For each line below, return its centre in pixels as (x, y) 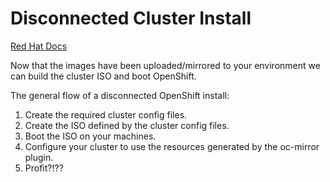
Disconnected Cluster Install (131, 18)
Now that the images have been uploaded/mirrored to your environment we (165, 65)
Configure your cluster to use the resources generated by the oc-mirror (172, 146)
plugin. (39, 157)
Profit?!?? (44, 168)
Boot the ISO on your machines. (90, 136)
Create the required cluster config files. (106, 114)
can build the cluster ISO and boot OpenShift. (103, 76)
